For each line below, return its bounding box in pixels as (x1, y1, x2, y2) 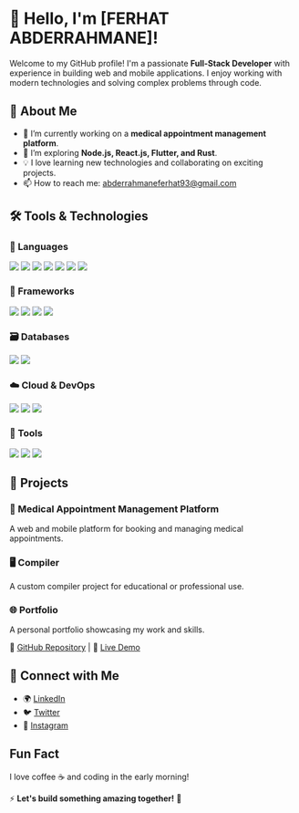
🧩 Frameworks (9, 285, 75, 297)
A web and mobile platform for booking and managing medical (9, 524, 244, 535)
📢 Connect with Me (9, 668, 120, 683)
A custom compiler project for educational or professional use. (9, 580, 244, 591)
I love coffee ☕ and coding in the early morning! (9, 771, 190, 782)
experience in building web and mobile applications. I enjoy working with (9, 68, 283, 78)
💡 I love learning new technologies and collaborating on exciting (22, 157, 263, 168)
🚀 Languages (9, 241, 68, 254)
